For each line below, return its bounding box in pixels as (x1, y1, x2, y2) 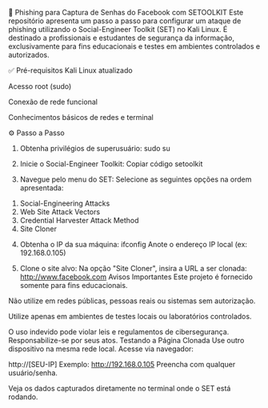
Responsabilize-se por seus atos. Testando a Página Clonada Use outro (8, 336, 245, 345)
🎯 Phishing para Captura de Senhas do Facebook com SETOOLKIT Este (8, 8, 244, 17)
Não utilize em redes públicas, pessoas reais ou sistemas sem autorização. (8, 296, 256, 306)
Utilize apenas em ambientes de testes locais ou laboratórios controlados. (8, 312, 252, 321)
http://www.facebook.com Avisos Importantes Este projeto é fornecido (19, 272, 254, 282)
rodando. (8, 392, 38, 402)
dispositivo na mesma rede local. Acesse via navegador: (8, 344, 194, 354)
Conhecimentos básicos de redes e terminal (8, 113, 154, 122)
